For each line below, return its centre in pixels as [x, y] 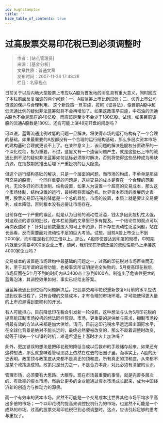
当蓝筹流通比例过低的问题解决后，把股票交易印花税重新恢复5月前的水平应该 [81, 290]
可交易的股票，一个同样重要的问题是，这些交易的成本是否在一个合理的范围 [79, 180]
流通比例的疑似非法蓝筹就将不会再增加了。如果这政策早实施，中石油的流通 [83, 111]
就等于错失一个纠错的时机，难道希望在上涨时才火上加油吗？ [65, 336]
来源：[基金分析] [33, 64]
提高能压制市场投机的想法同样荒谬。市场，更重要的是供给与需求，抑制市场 [79, 318]
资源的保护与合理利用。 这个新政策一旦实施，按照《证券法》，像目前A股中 [78, 105]
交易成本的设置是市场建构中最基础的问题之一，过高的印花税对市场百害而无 [79, 261]
